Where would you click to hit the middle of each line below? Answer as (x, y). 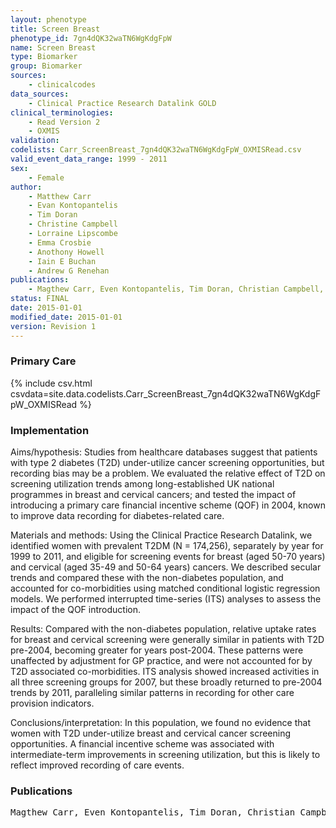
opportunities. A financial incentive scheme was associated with (142, 744)
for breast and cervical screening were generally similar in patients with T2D (167, 640)
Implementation (50, 430)
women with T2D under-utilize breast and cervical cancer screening (151, 733)
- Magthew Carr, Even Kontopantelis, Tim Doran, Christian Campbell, (176, 289)
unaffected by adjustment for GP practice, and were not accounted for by (161, 661)
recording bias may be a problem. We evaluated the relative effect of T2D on (168, 473)
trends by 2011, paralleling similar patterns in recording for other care (152, 693)
